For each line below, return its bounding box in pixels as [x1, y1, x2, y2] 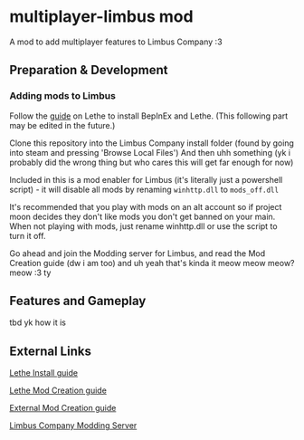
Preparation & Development [9, 62, 168, 78]
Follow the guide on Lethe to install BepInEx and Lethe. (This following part [9, 110, 289, 121]
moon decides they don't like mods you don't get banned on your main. [9, 211, 276, 222]
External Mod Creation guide [9, 403, 117, 414]
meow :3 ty [9, 267, 52, 278]
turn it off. [9, 230, 46, 241]
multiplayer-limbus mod [9, 6, 194, 27]
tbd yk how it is [9, 317, 66, 328]
